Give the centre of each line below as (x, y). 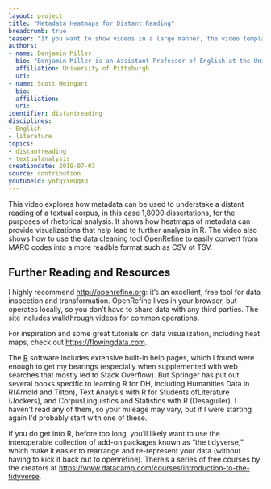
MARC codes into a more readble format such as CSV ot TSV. (110, 247)
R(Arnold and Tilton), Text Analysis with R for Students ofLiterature (119, 392)
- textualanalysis (39, 158)
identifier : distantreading (56, 114)
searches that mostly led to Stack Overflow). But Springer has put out (124, 375)
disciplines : (30, 121)
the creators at (33, 468)
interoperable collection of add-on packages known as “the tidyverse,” (126, 442)
